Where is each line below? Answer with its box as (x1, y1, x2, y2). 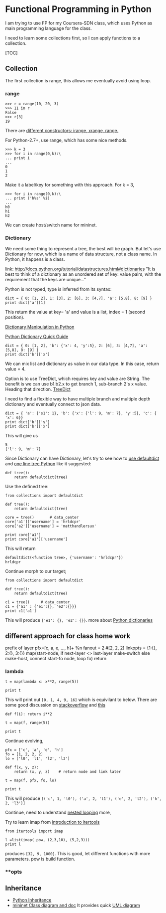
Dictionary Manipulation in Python (5, 324, 75, 330)
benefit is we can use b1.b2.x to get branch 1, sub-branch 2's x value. (5, 381, 148, 387)
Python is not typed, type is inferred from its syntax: (5, 286, 112, 292)
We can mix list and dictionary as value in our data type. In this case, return (5, 361, 159, 367)
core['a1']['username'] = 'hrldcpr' (5, 520, 81, 525)
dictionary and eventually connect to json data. (5, 401, 101, 407)
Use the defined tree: (5, 484, 49, 490)
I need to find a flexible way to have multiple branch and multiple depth (5, 396, 151, 402)
